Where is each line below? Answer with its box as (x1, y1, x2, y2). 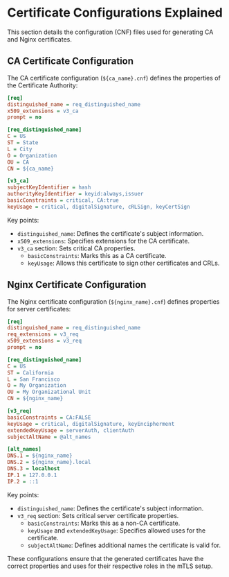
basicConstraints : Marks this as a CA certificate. (27, 251, 167, 259)
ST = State (7, 139, 39, 146)
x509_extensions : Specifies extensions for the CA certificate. (17, 236, 190, 245)
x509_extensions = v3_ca (7, 107, 79, 114)
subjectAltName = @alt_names (7, 433, 91, 440)
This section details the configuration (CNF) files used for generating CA (7, 28, 214, 36)
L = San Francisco (7, 376, 60, 383)
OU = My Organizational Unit (7, 388, 91, 396)
